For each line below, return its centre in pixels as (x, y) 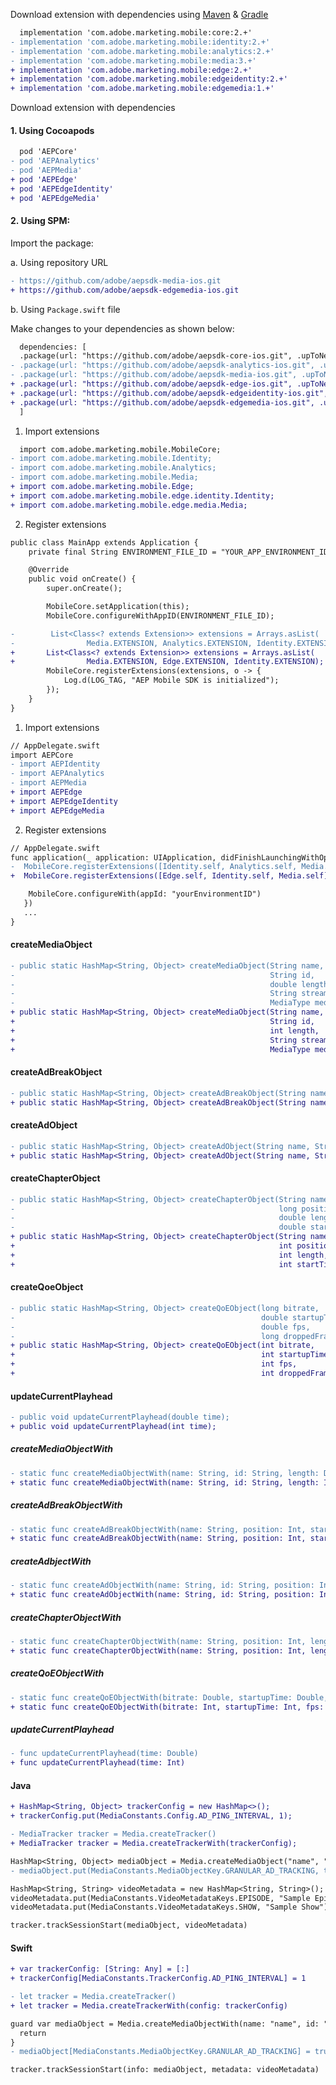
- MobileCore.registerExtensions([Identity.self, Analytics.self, (154, 867)
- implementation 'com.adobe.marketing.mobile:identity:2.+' (140, 42)
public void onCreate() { (82, 579)
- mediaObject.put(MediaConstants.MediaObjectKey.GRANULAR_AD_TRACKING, (165, 1870)
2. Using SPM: (40, 221)
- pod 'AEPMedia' (46, 170)
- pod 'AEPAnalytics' (55, 161)
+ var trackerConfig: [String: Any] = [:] (100, 1969)
